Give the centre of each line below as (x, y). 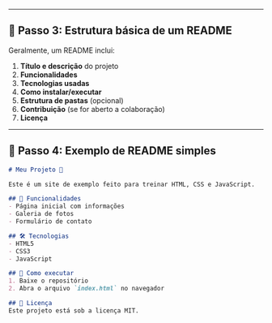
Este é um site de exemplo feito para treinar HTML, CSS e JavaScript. (132, 184)
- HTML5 (21, 243)
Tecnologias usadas (55, 83)
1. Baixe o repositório (49, 281)
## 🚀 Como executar (41, 273)
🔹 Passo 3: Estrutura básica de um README (120, 30)
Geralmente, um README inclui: (62, 50)
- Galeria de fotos (41, 214)
